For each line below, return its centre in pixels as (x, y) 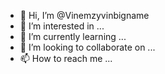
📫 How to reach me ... (66, 58)
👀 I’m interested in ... (62, 26)
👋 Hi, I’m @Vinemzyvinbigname (84, 15)
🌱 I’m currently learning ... (73, 36)
